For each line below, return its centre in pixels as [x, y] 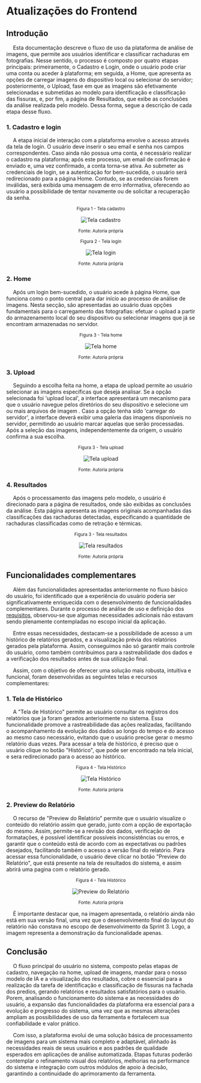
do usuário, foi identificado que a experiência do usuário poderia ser [91, 596]
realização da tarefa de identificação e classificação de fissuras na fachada [100, 986]
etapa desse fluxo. [29, 112]
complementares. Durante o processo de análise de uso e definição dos [95, 609]
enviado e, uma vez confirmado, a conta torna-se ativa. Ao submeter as [95, 166]
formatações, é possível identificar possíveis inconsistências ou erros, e [95, 837]
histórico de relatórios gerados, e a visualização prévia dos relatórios [91, 640]
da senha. [19, 198]
